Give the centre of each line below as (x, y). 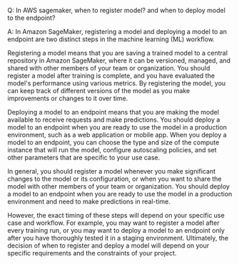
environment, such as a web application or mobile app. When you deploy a (117, 135)
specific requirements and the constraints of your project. (92, 253)
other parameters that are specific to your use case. (84, 157)
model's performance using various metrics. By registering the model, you (117, 83)
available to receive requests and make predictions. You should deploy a (114, 120)
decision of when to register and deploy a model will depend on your (108, 245)
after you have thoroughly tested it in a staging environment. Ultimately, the (118, 238)
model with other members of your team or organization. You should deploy (119, 186)
